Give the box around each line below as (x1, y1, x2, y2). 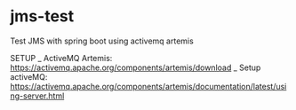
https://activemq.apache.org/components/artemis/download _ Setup (10, 62, 261, 73)
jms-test (10, 6, 75, 27)
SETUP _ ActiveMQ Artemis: (10, 52, 113, 63)
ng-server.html (10, 90, 65, 101)
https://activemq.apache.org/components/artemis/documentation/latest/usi (10, 81, 287, 91)
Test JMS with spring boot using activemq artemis (10, 35, 194, 46)
